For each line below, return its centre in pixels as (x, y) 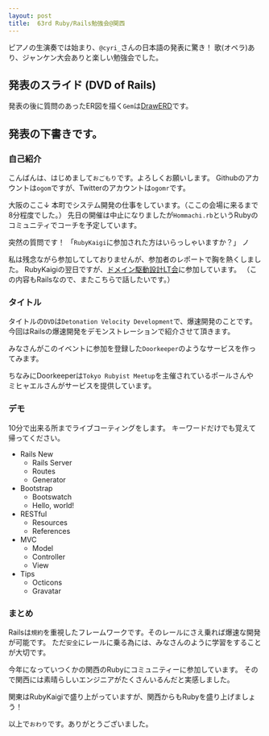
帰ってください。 (36, 438)
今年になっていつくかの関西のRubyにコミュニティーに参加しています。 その (134, 669)
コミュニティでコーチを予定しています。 (75, 225)
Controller (49, 556)
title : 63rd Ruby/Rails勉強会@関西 (67, 23)
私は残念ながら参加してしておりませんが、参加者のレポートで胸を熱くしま (132, 259)
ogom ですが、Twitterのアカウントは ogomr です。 (114, 188)
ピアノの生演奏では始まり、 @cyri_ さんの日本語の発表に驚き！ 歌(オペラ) (128, 47)
